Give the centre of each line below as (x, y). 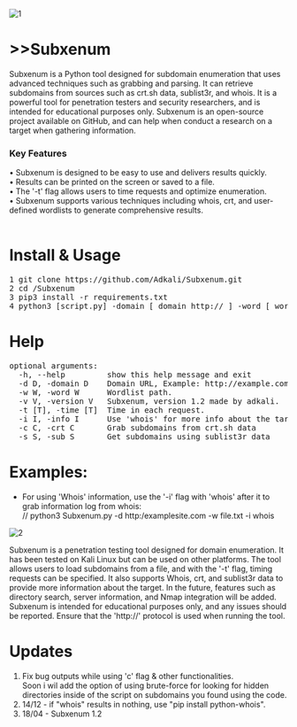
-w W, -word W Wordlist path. (95, 393)
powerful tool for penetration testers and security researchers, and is (135, 102)
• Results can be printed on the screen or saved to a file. (112, 182)
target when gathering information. (73, 130)
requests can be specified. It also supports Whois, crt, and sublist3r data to (146, 578)
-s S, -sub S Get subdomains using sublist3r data (145, 437)
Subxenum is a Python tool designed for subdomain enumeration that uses (145, 73)
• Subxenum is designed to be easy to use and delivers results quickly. (138, 173)
